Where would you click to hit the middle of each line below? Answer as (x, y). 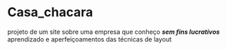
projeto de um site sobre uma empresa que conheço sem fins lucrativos (113, 32)
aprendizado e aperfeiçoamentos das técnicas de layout (90, 39)
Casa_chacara (50, 12)
